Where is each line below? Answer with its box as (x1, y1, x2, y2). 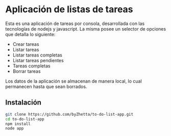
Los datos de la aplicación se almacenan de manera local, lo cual (5, 78, 142, 84)
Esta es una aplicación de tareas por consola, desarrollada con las (5, 20, 145, 26)
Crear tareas (12, 41, 39, 47)
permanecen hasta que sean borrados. (5, 83, 87, 90)
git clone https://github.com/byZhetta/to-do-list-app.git (5, 112, 134, 117)
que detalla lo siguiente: (5, 31, 56, 37)
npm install (5, 121, 31, 126)
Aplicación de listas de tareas (5, 4, 134, 15)
